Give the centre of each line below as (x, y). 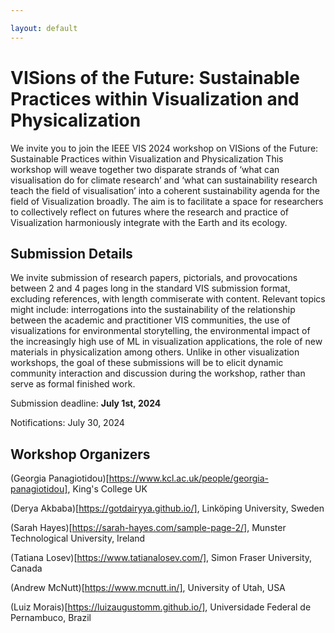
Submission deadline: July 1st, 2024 (86, 403)
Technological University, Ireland (78, 538)
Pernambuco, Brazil (51, 618)
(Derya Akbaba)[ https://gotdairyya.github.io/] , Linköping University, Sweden (167, 508)
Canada (26, 568)
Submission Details (71, 253)
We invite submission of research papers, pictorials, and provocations (154, 278)
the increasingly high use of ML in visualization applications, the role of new (166, 342)
